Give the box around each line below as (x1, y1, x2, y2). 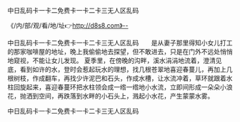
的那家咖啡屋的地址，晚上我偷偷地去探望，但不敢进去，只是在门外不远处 (7, 48, 220, 55)
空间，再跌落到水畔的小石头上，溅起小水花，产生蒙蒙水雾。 (38, 91, 214, 100)
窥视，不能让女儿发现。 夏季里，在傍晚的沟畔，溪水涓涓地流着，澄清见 (13, 56, 222, 65)
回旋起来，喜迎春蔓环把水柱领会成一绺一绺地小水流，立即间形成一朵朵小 (13, 83, 226, 91)
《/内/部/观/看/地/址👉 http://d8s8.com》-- (7, 21, 129, 30)
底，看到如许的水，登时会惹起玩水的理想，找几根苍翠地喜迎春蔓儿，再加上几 (7, 65, 233, 73)
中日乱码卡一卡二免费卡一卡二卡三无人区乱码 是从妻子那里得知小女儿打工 (7, 38, 233, 47)
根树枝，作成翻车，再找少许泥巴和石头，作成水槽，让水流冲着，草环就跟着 (7, 74, 226, 82)
